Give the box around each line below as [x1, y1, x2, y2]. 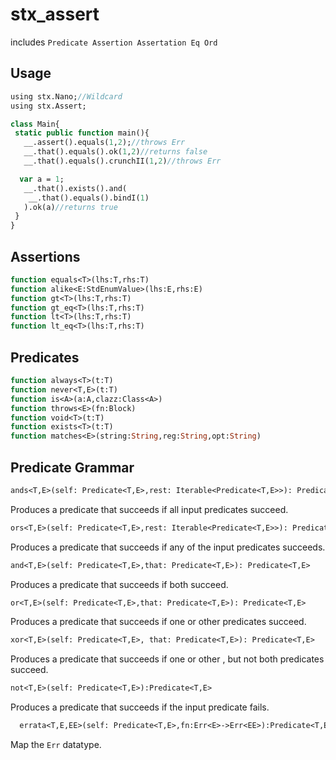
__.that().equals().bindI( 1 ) [28, 193, 150, 203]
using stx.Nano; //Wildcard [10, 91, 123, 102]
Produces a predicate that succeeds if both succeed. [10, 578, 229, 590]
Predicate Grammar [10, 459, 135, 476]
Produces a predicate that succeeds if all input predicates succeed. [10, 503, 289, 515]
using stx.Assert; [10, 101, 87, 111]
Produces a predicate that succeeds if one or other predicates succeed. [10, 616, 307, 628]
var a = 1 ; [19, 174, 65, 184]
